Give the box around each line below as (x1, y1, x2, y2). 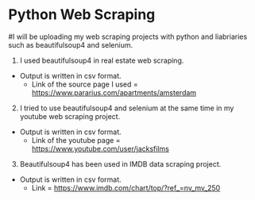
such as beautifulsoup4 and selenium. (8, 40, 133, 49)
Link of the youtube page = (31, 135, 121, 144)
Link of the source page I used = (31, 79, 139, 89)
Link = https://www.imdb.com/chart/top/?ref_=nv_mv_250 (31, 183, 221, 192)
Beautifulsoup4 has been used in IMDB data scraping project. (19, 159, 222, 168)
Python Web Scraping (8, 6, 156, 24)
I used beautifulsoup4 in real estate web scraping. (19, 56, 184, 65)
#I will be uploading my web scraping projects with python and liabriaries (8, 32, 248, 41)
